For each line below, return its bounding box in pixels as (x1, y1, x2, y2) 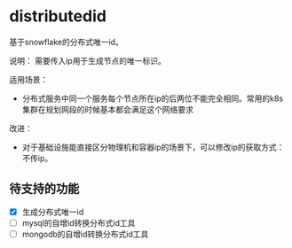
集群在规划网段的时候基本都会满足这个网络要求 (21, 104, 193, 114)
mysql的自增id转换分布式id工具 (21, 217, 136, 228)
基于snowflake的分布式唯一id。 (9, 36, 124, 47)
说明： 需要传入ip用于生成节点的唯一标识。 (9, 55, 166, 66)
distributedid (9, 6, 107, 27)
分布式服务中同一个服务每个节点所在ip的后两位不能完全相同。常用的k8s (21, 93, 284, 104)
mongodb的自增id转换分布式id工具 (21, 229, 149, 239)
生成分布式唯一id (21, 206, 84, 217)
